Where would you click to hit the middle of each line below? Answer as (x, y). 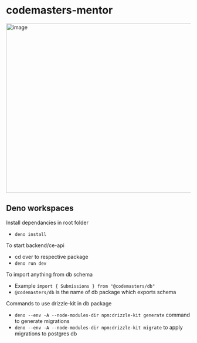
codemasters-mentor (60, 10)
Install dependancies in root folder (47, 222)
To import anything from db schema (49, 274)
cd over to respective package (52, 257)
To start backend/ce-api (35, 245)
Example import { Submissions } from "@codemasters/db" (85, 285)
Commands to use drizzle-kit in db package (59, 303)
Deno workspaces (40, 209)
